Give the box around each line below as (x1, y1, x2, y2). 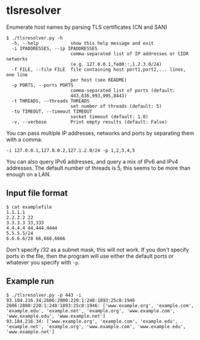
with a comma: (6, 136, 43, 143)
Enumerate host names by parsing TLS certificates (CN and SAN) (6, 23, 168, 31)
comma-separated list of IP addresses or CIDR (70, 50, 189, 57)
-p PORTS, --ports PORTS (11, 82, 74, 88)
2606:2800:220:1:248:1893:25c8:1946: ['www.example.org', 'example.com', (6, 302, 195, 309)
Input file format (6, 188, 68, 198)
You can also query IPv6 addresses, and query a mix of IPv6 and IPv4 (6, 158, 178, 165)
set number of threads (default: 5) (70, 103, 162, 109)
